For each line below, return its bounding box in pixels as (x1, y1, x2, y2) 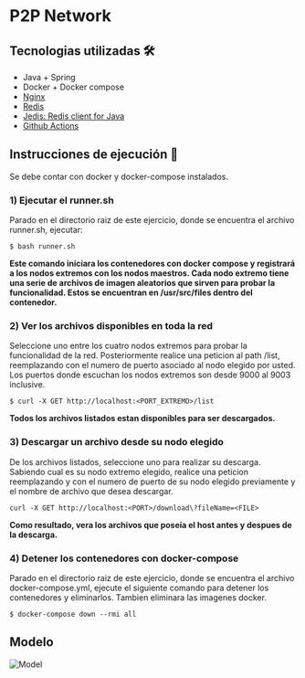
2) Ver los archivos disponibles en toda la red (9, 320, 213, 333)
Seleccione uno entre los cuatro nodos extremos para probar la (9, 340, 248, 352)
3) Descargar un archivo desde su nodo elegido (9, 436, 224, 449)
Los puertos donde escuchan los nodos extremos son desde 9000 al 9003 (9, 369, 291, 380)
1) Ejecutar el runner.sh (9, 194, 114, 207)
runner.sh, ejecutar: (9, 225, 84, 236)
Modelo (9, 634, 54, 650)
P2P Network (9, 5, 112, 26)
